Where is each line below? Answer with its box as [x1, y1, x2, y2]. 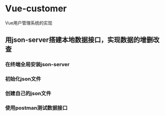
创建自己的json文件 [5, 90, 52, 97]
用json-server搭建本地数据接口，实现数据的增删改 [5, 36, 160, 44]
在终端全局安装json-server [5, 61, 70, 68]
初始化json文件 [5, 76, 41, 82]
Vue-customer [5, 3, 67, 14]
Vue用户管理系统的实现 [5, 20, 53, 26]
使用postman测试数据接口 [5, 105, 68, 112]
